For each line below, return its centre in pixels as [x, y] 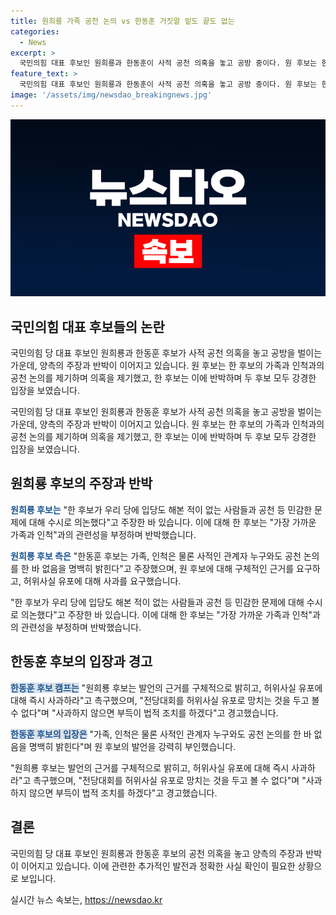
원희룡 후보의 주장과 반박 [81, 483]
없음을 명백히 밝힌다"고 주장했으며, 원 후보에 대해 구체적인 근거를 [168, 568]
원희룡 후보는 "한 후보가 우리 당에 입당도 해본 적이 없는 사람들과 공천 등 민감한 [161, 509]
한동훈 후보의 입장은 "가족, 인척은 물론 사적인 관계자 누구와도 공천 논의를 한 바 [161, 734]
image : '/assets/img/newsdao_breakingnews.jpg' [111, 95]
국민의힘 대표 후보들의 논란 [87, 326]
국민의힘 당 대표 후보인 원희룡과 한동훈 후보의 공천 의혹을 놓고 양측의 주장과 [157, 853]
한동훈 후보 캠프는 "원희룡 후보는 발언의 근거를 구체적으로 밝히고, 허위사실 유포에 [166, 687]
